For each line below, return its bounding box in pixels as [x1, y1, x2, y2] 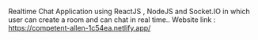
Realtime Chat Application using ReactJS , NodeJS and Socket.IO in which [8, 7, 251, 16]
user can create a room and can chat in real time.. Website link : [8, 15, 216, 24]
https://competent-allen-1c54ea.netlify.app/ [8, 24, 151, 32]
